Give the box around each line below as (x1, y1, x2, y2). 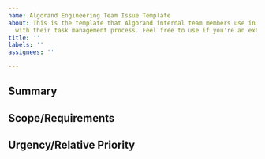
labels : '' (8, 41, 44, 49)
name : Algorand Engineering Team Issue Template (8, 11, 171, 20)
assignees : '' (8, 48, 55, 56)
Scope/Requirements (8, 112, 115, 125)
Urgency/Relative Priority (8, 138, 136, 152)
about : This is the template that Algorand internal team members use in (8, 19, 256, 27)
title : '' (8, 33, 41, 42)
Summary (8, 85, 58, 98)
